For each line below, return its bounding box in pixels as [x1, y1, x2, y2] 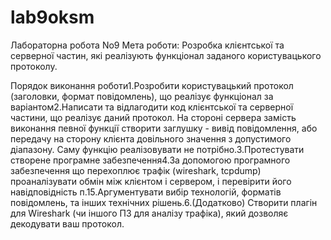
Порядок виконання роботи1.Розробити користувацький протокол [10, 79, 294, 91]
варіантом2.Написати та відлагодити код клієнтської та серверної [10, 101, 294, 113]
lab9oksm [10, 6, 95, 29]
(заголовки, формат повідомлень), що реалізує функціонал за [10, 90, 274, 102]
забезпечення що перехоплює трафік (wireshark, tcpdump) [10, 164, 262, 176]
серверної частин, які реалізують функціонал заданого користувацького [10, 49, 322, 61]
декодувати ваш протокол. [10, 217, 125, 230]
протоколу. [10, 60, 58, 72]
